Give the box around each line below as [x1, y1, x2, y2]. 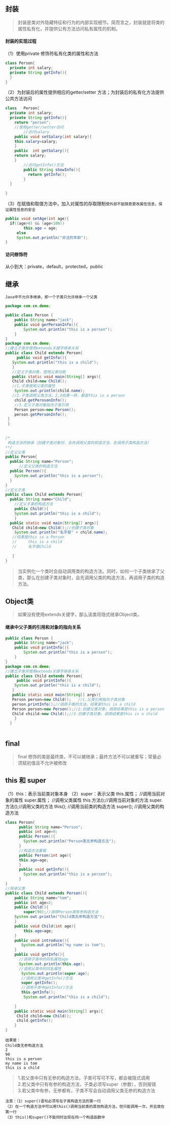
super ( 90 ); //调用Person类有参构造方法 [23, 910, 99, 915]
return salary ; [14, 153, 47, 158]
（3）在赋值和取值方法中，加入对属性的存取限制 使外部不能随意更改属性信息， [5, 201, 159, 207]
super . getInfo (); [21, 980, 58, 985]
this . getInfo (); [21, 990, 56, 995]
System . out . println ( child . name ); [14, 388, 85, 394]
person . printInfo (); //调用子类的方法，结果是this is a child [12, 701, 136, 707]
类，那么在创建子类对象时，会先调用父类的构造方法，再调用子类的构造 [17, 574, 165, 581]
